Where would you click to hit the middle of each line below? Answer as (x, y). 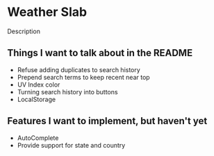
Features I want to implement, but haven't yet (107, 121)
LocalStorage (36, 99)
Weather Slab (47, 12)
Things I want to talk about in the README (100, 53)
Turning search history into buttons (67, 92)
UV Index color (39, 85)
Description (24, 31)
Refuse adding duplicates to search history (79, 69)
